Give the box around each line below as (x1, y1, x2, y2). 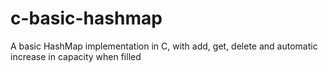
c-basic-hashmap (10, 7, 163, 30)
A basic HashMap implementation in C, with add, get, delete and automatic (10, 40, 318, 52)
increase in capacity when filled (10, 50, 142, 62)
